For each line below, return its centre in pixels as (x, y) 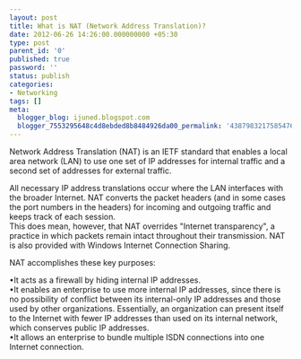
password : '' (34, 68)
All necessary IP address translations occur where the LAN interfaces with (146, 188)
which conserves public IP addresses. (79, 328)
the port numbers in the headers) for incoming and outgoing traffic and (140, 207)
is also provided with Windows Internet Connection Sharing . (120, 245)
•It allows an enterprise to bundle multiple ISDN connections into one (137, 337)
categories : (31, 84)
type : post (30, 43)
